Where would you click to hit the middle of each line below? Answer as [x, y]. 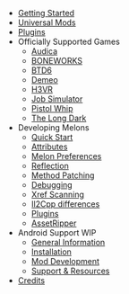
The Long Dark [59, 118]
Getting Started [46, 13]
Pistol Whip [52, 108]
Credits [31, 281]
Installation [51, 252]
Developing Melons [53, 128]
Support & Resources [70, 271]
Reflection [50, 166]
